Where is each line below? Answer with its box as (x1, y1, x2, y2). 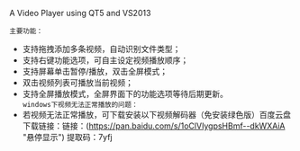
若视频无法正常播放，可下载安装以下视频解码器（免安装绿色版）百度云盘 (22, 110, 291, 120)
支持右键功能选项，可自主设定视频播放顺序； (22, 55, 189, 66)
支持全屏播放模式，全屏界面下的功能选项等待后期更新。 (22, 89, 228, 99)
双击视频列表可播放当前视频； (22, 77, 133, 88)
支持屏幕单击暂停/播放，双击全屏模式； (22, 67, 168, 76)
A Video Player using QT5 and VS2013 (9, 8, 151, 18)
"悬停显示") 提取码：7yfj (22, 132, 113, 142)
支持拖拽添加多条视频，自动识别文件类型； (22, 44, 181, 54)
